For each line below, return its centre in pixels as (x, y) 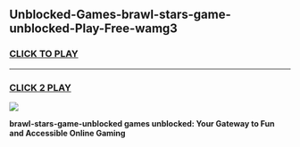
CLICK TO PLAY (44, 54)
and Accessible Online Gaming (67, 133)
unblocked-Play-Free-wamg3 (94, 29)
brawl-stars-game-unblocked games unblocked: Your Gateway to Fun (142, 123)
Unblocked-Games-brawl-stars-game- (121, 15)
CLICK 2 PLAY (40, 87)
